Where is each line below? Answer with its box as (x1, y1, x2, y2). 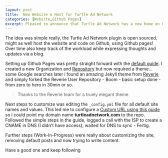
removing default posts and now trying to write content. (5, 137, 120, 143)
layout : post (5, 7, 32, 12)
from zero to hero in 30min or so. (5, 82, 73, 88)
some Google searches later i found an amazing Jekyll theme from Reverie (5, 71, 159, 77)
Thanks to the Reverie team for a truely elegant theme (17, 91, 129, 97)
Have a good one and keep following (5, 147, 81, 153)
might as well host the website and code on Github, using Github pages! (5, 40, 153, 46)
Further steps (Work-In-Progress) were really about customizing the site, (5, 132, 155, 138)
